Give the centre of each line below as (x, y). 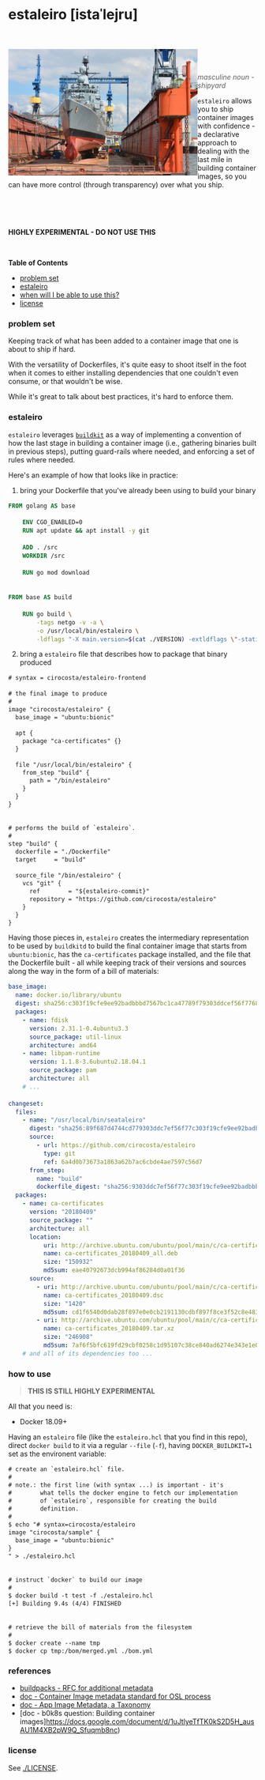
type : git (60, 1153)
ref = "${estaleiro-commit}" (89, 892)
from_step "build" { (56, 773)
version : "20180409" (63, 1212)
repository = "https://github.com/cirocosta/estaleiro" (123, 899)
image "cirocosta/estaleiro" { (60, 710)
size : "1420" (65, 1303)
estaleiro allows (225, 100)
